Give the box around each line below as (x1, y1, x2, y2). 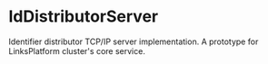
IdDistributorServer (8, 6, 159, 27)
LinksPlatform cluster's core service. (8, 45, 146, 56)
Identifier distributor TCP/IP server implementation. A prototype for (8, 36, 259, 47)
